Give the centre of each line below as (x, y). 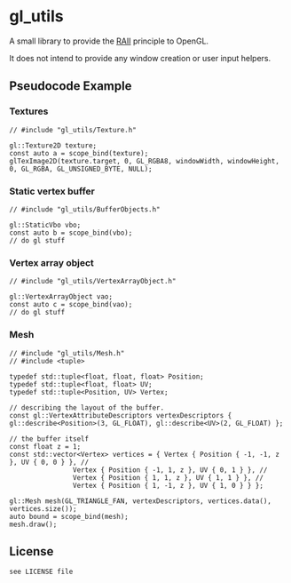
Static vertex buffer (52, 191)
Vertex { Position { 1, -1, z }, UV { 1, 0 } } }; (168, 485)
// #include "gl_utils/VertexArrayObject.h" (93, 282)
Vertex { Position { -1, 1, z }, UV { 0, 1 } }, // (170, 470)
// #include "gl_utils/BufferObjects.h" (85, 209)
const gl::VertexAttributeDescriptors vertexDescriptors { (121, 415)
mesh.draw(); (33, 524)
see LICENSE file (41, 572)
